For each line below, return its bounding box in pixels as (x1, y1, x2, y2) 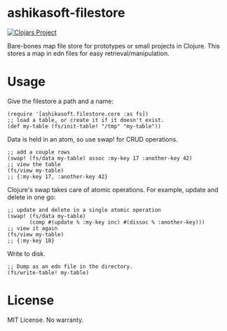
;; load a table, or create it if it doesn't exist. (7, 116, 165, 123)
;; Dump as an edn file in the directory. (7, 263, 133, 270)
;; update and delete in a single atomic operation (7, 206, 161, 213)
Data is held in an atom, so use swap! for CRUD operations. (7, 135, 179, 143)
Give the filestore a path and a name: (7, 97, 114, 105)
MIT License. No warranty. (7, 316, 84, 324)
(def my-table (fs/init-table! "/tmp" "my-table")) (7, 123, 161, 130)
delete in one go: (7, 193, 56, 201)
